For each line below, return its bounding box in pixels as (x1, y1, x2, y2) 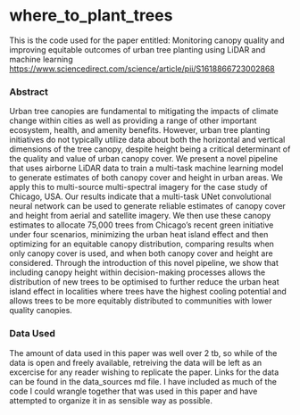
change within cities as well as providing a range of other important (9, 115, 257, 126)
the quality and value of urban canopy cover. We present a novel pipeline (9, 154, 279, 164)
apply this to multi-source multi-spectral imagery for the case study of (9, 182, 268, 193)
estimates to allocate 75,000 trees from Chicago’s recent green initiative (9, 220, 274, 230)
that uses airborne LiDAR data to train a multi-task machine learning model (9, 162, 284, 174)
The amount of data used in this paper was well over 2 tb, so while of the (9, 347, 278, 358)
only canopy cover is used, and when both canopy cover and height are (9, 248, 274, 259)
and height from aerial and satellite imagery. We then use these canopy (9, 211, 271, 221)
